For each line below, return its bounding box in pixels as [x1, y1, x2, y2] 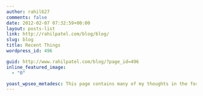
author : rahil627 [6, 8, 50, 15]
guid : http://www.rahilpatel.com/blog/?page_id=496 [6, 58, 139, 65]
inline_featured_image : [6, 64, 66, 70]
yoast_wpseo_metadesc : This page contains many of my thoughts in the [6, 80, 188, 87]
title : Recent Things [6, 43, 61, 49]
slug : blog [6, 37, 34, 43]
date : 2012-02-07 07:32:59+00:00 [6, 20, 91, 26]
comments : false [6, 14, 47, 20]
